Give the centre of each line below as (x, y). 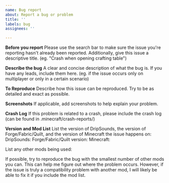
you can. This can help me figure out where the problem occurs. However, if (84, 164)
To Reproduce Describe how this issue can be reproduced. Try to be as (80, 88)
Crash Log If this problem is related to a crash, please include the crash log (83, 114)
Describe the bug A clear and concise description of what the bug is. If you (84, 68)
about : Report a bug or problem (39, 15)
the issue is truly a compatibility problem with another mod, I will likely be (81, 170)
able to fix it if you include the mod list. (45, 175)
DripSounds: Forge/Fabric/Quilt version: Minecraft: (58, 140)
